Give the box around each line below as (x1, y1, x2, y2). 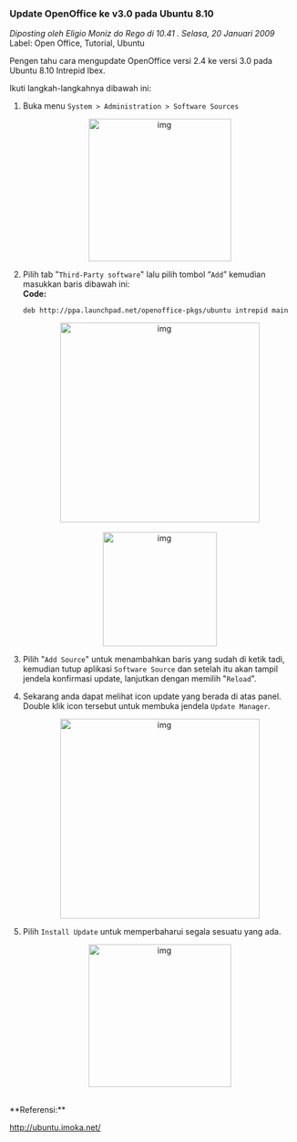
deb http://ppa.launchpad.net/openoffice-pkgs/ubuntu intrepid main (22, 306, 289, 315)
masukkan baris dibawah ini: (22, 279, 130, 290)
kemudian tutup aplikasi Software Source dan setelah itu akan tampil (22, 663, 279, 674)
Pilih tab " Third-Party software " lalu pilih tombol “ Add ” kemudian (22, 269, 266, 280)
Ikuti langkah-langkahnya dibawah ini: (9, 83, 152, 94)
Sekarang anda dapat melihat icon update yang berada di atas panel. (22, 691, 282, 702)
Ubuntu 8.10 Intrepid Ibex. (9, 65, 107, 76)
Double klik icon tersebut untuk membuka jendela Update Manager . (22, 701, 271, 712)
